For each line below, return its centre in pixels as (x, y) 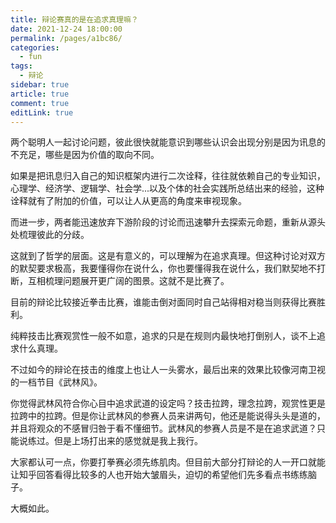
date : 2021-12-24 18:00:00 (66, 29)
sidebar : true (40, 85)
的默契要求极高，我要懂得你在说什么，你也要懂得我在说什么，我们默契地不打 (168, 268)
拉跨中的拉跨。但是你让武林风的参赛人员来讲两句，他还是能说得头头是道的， (168, 416)
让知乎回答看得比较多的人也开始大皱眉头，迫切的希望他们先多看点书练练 (159, 475)
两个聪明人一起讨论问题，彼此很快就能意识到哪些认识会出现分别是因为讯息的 (168, 142)
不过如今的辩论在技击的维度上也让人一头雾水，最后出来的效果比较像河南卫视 (168, 370)
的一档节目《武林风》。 (56, 382)
